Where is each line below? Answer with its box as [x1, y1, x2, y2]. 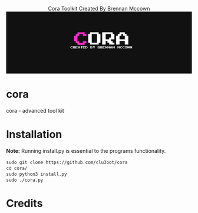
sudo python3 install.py [6, 171, 67, 177]
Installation [6, 128, 62, 141]
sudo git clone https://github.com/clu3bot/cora [6, 159, 128, 165]
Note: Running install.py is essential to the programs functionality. [6, 147, 166, 154]
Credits [6, 197, 43, 210]
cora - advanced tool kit [6, 107, 65, 114]
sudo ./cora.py [6, 177, 44, 183]
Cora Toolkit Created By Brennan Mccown [48, 5, 150, 12]
